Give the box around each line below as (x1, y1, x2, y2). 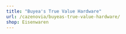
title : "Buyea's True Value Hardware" (6, 8, 102, 14)
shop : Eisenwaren (6, 19, 49, 25)
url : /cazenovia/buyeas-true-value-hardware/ (6, 14, 120, 20)
